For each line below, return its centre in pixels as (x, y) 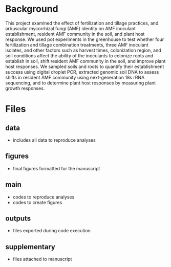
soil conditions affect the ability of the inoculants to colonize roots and (79, 55)
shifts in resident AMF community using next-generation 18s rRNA (75, 77)
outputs (18, 218)
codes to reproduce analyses (44, 197)
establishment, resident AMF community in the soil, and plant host (75, 34)
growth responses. (25, 88)
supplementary (30, 247)
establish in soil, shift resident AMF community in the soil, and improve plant (85, 61)
